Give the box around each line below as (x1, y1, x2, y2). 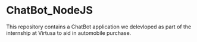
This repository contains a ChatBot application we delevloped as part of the (6, 23, 192, 30)
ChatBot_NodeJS (6, 4, 93, 17)
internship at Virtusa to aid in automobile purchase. (6, 29, 132, 36)
